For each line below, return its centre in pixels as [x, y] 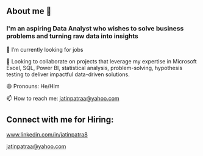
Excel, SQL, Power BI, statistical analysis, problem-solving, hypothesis [94, 68]
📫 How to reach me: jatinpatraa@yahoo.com [63, 98]
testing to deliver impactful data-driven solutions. [68, 74]
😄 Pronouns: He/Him [33, 86]
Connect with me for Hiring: [60, 120]
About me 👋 [29, 11]
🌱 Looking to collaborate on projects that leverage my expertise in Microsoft [101, 61]
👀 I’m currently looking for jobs [45, 49]
